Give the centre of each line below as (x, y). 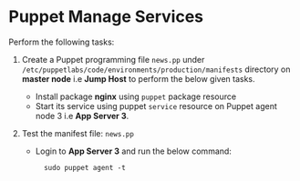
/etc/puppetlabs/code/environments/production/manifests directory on (156, 69)
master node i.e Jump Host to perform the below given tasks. (139, 78)
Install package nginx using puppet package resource (136, 96)
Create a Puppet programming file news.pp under (113, 59)
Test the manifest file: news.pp (78, 133)
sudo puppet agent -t (85, 167)
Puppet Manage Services (106, 17)
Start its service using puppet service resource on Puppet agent (156, 106)
